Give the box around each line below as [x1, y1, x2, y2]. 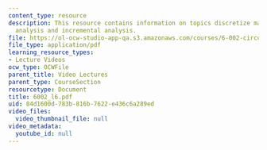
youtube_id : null [15, 129, 73, 137]
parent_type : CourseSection [8, 78, 102, 86]
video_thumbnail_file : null [15, 115, 109, 123]
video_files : [8, 108, 52, 116]
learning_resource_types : [8, 48, 94, 56]
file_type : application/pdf [8, 41, 102, 49]
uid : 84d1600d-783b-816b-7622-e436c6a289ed [8, 100, 155, 108]
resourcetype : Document [8, 85, 87, 94]
